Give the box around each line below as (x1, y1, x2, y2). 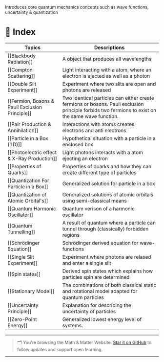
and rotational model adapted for (62, 288, 138, 294)
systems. (62, 322, 83, 329)
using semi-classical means (62, 197, 127, 204)
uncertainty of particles (62, 308, 116, 315)
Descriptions (94, 44, 125, 51)
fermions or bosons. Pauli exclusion (62, 100, 144, 107)
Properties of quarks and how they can (62, 163, 152, 170)
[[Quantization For (7, 177, 50, 184)
